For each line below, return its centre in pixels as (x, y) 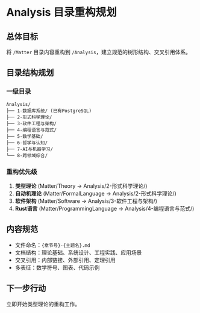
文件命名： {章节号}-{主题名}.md (52, 245)
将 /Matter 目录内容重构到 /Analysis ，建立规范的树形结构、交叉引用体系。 (99, 52)
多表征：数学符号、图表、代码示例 (57, 267)
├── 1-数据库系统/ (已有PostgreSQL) (49, 111)
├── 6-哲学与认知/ (27, 143)
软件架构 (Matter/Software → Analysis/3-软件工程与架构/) (86, 201)
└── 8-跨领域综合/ (27, 155)
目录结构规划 (30, 73)
